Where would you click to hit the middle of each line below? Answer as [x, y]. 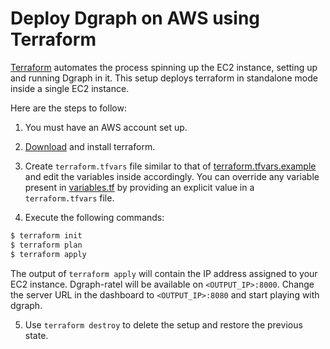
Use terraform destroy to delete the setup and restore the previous [163, 324]
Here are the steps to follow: [68, 108]
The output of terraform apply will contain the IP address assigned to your [164, 273]
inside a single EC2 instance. [70, 88]
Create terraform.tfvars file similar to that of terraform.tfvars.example [170, 166]
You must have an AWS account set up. [106, 127]
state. [36, 335]
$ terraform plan [46, 245]
